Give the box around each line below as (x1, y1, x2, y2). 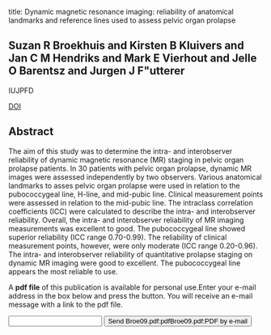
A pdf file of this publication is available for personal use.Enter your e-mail (8, 282, 256, 292)
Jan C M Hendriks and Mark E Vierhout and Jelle (8, 52, 257, 66)
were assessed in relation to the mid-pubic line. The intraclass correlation (8, 197, 253, 207)
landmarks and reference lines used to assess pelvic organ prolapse (8, 15, 236, 25)
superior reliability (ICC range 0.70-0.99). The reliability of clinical (8, 232, 227, 242)
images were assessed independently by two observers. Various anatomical (8, 172, 262, 181)
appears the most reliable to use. (8, 266, 118, 276)
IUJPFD (8, 85, 34, 95)
